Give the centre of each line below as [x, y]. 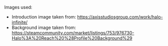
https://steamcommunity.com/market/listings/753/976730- [73, 33]
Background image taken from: [44, 27]
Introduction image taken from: [44, 17]
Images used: [18, 7]
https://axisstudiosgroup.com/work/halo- [120, 17]
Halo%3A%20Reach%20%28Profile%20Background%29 [72, 38]
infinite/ [19, 22]
